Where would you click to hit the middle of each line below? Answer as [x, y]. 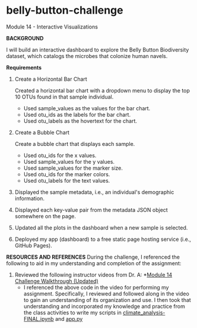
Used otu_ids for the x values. [60, 155]
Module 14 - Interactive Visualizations [52, 27]
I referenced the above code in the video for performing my [96, 287]
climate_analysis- [144, 313]
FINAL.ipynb [39, 319]
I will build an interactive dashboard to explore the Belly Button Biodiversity [98, 50]
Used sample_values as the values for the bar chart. [87, 108]
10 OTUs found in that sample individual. [64, 97]
